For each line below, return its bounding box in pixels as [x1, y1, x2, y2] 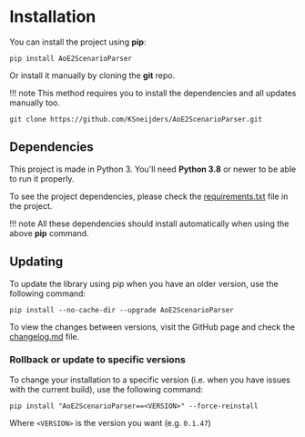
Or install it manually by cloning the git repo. [9, 70, 176, 81]
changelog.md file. [9, 331, 80, 342]
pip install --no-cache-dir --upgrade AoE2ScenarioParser [9, 305, 234, 314]
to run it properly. [9, 173, 75, 184]
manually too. [9, 97, 61, 108]
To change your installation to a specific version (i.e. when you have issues [9, 374, 291, 385]
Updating [9, 254, 64, 270]
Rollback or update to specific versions [9, 353, 187, 366]
